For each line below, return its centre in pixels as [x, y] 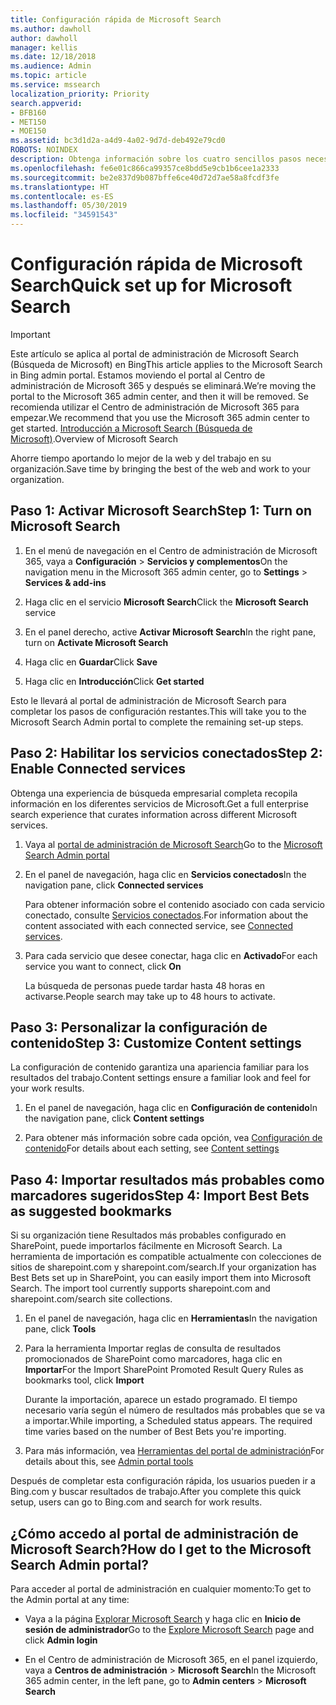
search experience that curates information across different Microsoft [154, 814]
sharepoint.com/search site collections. [91, 1299]
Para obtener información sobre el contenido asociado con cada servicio [174, 904]
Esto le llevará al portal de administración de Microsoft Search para [148, 700]
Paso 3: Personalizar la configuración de [139, 1027]
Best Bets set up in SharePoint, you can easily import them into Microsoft [161, 1278]
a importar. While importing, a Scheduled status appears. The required [168, 1421]
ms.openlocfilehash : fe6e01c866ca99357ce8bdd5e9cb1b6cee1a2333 [145, 168]
